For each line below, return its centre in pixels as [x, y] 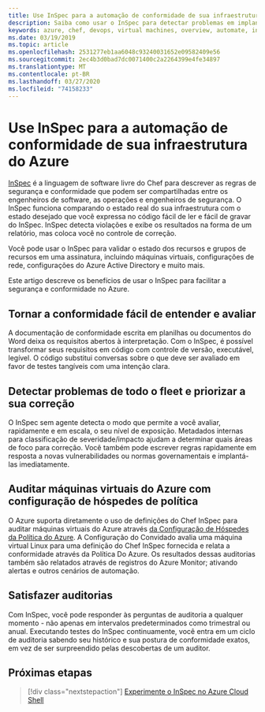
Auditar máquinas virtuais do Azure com [110, 489]
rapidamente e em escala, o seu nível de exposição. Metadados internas [126, 431]
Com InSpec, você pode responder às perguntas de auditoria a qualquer [126, 614]
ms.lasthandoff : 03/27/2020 [54, 81]
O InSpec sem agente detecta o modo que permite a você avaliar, [114, 422]
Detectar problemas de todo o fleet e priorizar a [127, 391]
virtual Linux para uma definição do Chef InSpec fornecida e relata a [119, 546]
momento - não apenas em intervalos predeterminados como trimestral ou [129, 623]
